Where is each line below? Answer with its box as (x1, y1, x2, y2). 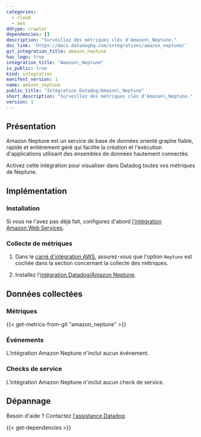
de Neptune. (6, 168, 37, 176)
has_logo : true (6, 54, 45, 60)
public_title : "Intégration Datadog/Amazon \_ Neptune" (6, 88, 145, 94)
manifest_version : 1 (6, 76, 59, 82)
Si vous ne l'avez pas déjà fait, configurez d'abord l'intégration (6, 218, 162, 225)
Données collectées (6, 289, 83, 299)
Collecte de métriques (6, 240, 72, 248)
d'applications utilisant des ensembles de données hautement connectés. (6, 150, 190, 157)
